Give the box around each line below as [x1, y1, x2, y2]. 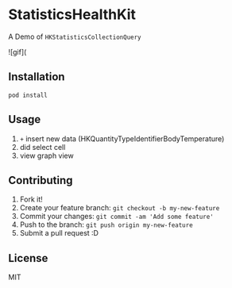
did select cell [19, 142, 66, 152]
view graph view [19, 151, 74, 160]
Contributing [8, 173, 73, 187]
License [8, 252, 48, 265]
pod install [8, 91, 48, 99]
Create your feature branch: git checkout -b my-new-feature [19, 203, 220, 213]
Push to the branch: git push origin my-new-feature [19, 220, 193, 229]
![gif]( [8, 47, 27, 56]
